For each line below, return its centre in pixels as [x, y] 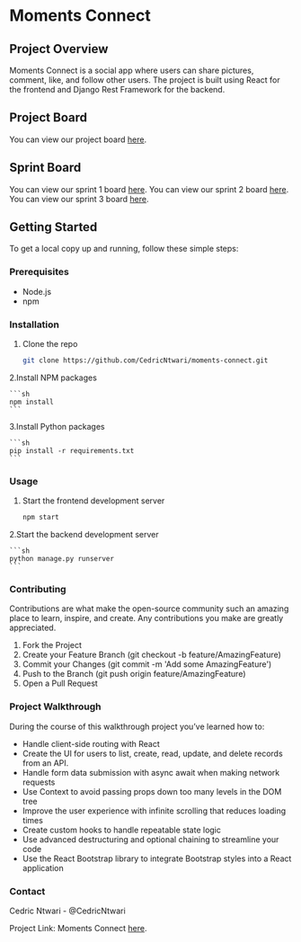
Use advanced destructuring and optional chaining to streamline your [150, 839]
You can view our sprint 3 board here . [80, 199]
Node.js [37, 291]
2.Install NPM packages [53, 378]
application [43, 867]
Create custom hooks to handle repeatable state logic [122, 830]
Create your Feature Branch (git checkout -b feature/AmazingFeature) [151, 655]
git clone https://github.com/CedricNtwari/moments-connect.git [145, 360]
